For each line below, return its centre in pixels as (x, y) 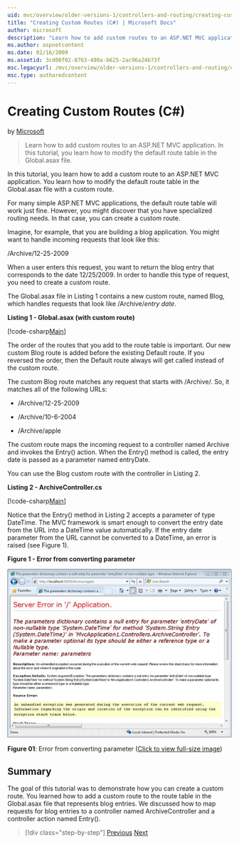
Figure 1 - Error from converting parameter (71, 559)
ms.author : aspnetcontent (46, 45)
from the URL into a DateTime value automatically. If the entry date (105, 530)
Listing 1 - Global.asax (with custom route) (71, 317)
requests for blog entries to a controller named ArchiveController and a (111, 811)
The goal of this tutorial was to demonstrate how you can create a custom (116, 788)
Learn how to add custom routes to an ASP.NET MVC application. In (124, 145)
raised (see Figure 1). (38, 545)
